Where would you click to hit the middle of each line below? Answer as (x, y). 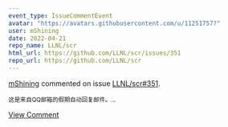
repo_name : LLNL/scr (43, 46)
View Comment (34, 114)
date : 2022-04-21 (37, 38)
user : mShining (34, 31)
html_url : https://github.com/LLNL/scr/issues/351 (95, 53)
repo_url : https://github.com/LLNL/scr (75, 61)
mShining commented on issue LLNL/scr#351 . (84, 83)
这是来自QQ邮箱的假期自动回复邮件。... (62, 100)
